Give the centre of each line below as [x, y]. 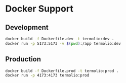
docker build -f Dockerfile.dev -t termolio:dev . [60, 39]
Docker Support [39, 9]
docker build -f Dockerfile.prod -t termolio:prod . [62, 71]
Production [23, 59]
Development [27, 27]
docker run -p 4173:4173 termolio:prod [47, 75]
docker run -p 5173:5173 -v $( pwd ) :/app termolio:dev [63, 43]
